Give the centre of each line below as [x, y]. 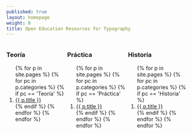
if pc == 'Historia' [158, 93]
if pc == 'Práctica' [98, 93]
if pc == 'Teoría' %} [40, 93]
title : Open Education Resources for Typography [69, 29]
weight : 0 [19, 23]
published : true [27, 12]
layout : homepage [28, 17]
